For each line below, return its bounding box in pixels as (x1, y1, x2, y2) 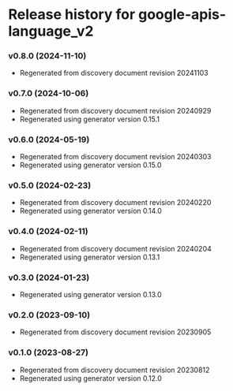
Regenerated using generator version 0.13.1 (19, 252, 160, 262)
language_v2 (8, 22, 94, 40)
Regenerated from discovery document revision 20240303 (19, 152, 212, 162)
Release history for (8, 6, 136, 24)
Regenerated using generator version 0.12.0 (19, 373, 162, 383)
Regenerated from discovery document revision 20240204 (19, 244, 212, 253)
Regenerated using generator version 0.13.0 (19, 289, 162, 299)
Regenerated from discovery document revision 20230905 (19, 327, 212, 337)
